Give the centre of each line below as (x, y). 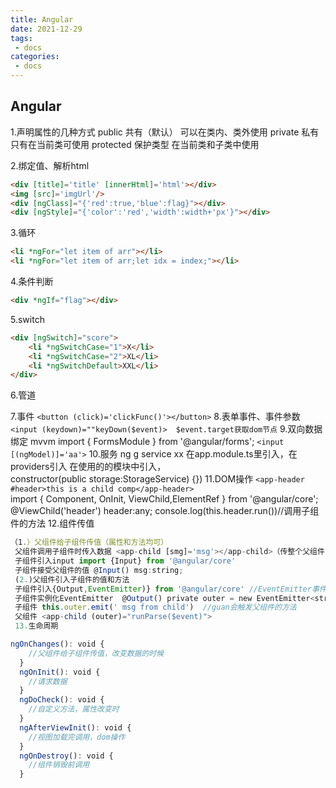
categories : (35, 57)
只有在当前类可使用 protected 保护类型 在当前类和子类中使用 (135, 144)
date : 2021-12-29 (46, 29)
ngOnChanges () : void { (57, 644)
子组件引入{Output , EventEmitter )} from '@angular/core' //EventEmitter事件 (170, 589)
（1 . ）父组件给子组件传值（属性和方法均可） (89, 542)
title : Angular (42, 19)
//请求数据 (48, 681)
